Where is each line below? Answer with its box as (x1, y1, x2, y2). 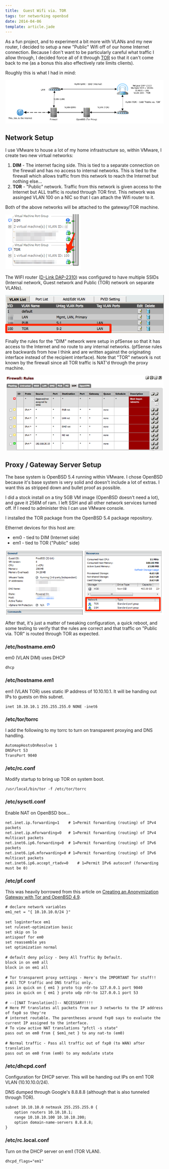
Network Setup (5, 134, 54, 142)
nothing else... (12, 178, 42, 184)
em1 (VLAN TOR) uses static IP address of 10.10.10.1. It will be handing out (5, 688, 157, 694)
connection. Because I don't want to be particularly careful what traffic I (5, 49, 154, 56)
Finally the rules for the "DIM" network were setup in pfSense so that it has (5, 338, 160, 344)
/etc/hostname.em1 (5, 677, 54, 684)
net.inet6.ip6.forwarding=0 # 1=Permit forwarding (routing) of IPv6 (5, 840, 156, 845)
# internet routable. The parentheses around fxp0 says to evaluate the (5, 1015, 161, 1021)
